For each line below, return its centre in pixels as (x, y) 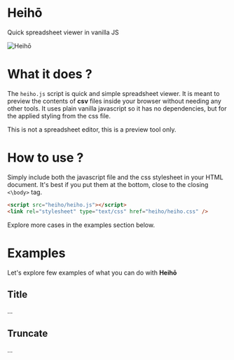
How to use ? (46, 158)
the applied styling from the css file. (59, 116)
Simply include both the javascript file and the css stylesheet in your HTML (115, 177)
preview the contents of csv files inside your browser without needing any (115, 101)
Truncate (28, 333)
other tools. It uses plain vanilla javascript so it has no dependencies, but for (117, 108)
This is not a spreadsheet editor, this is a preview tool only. (92, 129)
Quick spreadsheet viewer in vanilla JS (63, 32)
